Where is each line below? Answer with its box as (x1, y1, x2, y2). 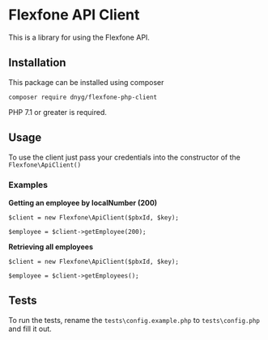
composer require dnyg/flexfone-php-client (8, 93, 158, 101)
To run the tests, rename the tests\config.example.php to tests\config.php (8, 315, 261, 325)
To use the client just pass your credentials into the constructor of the (8, 152, 240, 162)
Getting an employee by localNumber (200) (8, 198, 158, 207)
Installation (8, 56, 66, 70)
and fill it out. (8, 324, 53, 334)
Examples (8, 180, 49, 191)
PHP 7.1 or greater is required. (8, 107, 108, 117)
